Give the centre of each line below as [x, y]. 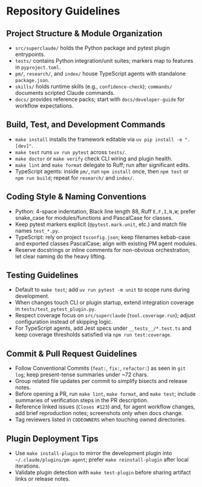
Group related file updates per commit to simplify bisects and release [101, 381]
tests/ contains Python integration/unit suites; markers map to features [104, 61]
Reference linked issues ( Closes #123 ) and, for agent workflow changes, [105, 407]
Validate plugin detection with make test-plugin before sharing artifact [103, 472]
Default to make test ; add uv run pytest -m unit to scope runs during [102, 290]
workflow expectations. [44, 106]
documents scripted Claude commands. [65, 93]
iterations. [28, 466]
